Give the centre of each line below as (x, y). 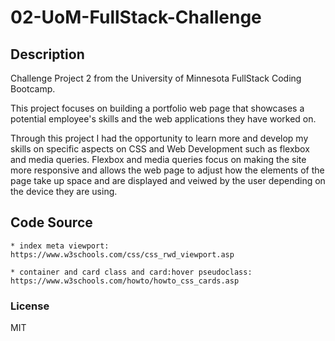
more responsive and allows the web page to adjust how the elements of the (167, 170)
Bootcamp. (33, 89)
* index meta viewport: (60, 246)
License (30, 306)
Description (47, 54)
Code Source (51, 222)
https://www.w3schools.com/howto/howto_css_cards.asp (125, 281)
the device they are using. (64, 191)
